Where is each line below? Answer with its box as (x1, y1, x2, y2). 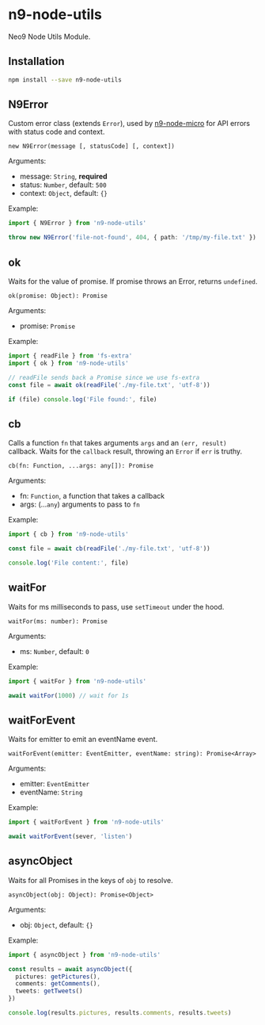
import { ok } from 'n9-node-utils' (8, 359, 129, 367)
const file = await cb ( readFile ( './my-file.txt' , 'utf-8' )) (8, 545, 211, 553)
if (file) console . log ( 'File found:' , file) (8, 395, 157, 403)
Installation (8, 55, 65, 68)
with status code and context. (8, 127, 105, 136)
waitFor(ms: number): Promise (8, 617, 108, 625)
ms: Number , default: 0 (19, 646, 89, 656)
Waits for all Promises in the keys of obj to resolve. (8, 875, 173, 885)
